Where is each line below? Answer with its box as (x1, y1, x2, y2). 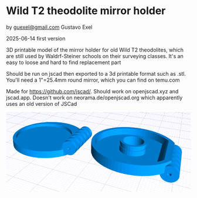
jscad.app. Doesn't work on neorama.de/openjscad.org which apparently (6, 94, 183, 101)
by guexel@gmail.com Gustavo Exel (6, 24, 93, 31)
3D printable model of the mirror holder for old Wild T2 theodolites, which (6, 46, 184, 53)
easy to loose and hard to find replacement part (6, 59, 121, 66)
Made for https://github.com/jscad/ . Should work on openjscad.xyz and (6, 88, 179, 95)
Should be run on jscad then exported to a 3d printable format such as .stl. (6, 70, 186, 77)
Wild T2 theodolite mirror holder (6, 4, 166, 18)
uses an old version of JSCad (6, 100, 77, 107)
